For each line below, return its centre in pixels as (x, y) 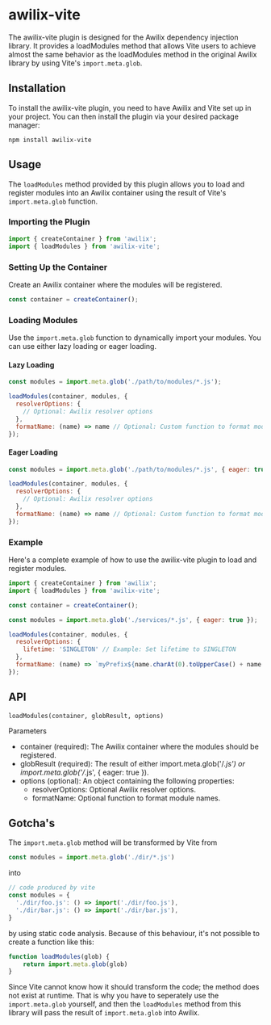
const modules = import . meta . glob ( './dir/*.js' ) (92, 858)
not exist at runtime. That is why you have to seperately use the (114, 996)
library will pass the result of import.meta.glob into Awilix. (104, 1013)
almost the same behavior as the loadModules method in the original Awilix (133, 54)
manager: (24, 125)
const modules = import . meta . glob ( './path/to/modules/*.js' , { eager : (129, 469)
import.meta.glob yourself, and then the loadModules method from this (125, 1004)
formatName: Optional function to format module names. (126, 798)
